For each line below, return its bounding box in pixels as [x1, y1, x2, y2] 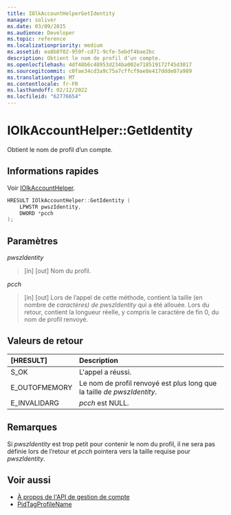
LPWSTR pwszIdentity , [19, 204, 81, 210]
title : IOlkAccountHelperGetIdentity [7, 10, 115, 17]
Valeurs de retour [7, 335, 84, 347]
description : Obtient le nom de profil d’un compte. [7, 55, 162, 62]
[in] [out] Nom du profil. [23, 267, 91, 275]
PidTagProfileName [16, 500, 72, 508]
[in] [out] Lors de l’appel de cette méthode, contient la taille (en [23, 294, 203, 302]
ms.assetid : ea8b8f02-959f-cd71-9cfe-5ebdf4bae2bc [7, 49, 155, 56]
